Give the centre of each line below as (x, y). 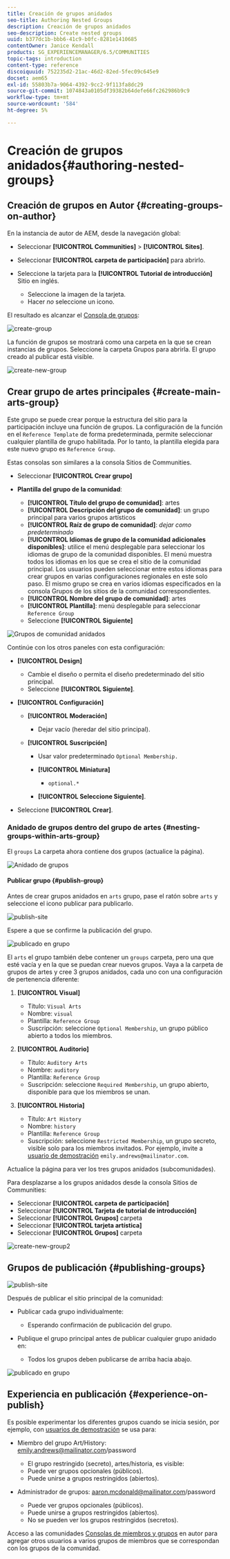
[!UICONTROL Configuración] (60, 702)
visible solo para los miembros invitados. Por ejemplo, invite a (115, 1149)
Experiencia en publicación (67, 1394)
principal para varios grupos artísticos (82, 517)
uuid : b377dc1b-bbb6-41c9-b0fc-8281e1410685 (72, 40)
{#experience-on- (169, 1394)
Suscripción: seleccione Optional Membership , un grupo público (118, 1028)
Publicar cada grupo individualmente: (70, 1312)
